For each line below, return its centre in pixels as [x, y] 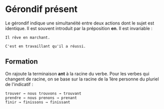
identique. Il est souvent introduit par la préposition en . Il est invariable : [79, 28]
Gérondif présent [41, 9]
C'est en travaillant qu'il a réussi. [45, 46]
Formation [21, 62]
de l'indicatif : [19, 84]
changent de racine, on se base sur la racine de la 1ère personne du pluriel [82, 79]
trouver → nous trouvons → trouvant [43, 93]
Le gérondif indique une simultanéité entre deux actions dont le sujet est [80, 23]
